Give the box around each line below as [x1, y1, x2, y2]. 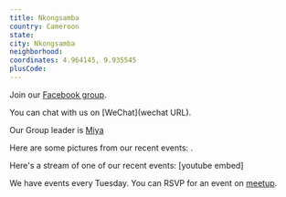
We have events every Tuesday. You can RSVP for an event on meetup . [9, 177, 278, 188]
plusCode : [9, 65, 48, 74]
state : [9, 30, 35, 39]
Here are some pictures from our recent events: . [9, 142, 194, 153]
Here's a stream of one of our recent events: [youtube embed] [9, 160, 244, 171]
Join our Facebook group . [9, 88, 107, 100]
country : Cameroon [9, 22, 79, 31]
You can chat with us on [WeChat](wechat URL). [9, 107, 192, 118]
